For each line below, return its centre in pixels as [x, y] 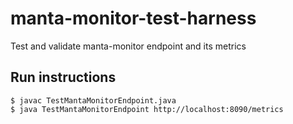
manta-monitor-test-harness [133, 18]
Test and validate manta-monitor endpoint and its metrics [128, 46]
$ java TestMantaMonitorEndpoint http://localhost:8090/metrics [147, 109]
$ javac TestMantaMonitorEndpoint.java [93, 100]
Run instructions [63, 77]
